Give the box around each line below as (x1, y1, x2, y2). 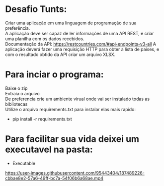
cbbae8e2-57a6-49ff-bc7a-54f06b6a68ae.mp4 (5, 175, 103, 181)
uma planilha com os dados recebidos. (5, 36, 84, 42)
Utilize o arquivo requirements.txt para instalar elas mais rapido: (5, 106, 136, 112)
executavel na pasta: (5, 144, 93, 155)
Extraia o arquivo (5, 90, 40, 96)
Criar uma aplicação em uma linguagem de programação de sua (5, 20, 137, 26)
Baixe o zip (5, 85, 28, 91)
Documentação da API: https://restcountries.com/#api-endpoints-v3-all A (5, 41, 157, 47)
